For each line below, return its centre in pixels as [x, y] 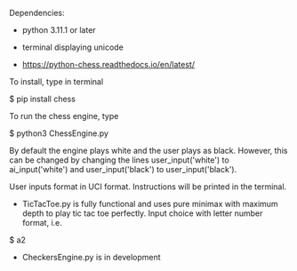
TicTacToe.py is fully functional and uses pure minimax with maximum [150, 204]
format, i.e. [42, 223]
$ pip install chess [42, 99]
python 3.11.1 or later [59, 30]
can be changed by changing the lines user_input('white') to [119, 160]
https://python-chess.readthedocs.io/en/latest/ [108, 64]
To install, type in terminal [56, 82]
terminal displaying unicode [73, 47]
